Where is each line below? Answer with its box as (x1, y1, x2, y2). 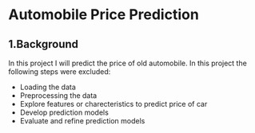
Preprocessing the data (19, 91, 98, 100)
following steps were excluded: (8, 67, 111, 76)
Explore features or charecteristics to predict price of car (19, 100, 208, 108)
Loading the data (19, 82, 76, 92)
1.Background (8, 37, 78, 51)
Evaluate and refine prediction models (19, 116, 145, 125)
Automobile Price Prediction (8, 6, 200, 24)
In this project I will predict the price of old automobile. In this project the (8, 58, 248, 68)
